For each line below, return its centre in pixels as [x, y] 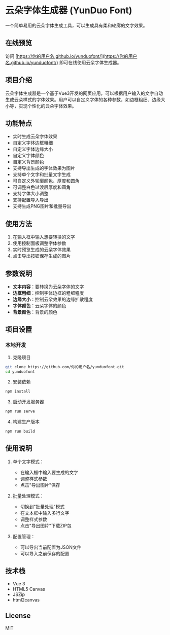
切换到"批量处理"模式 [42, 506]
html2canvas [26, 599]
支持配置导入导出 [30, 200]
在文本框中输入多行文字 [45, 513]
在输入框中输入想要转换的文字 [44, 237]
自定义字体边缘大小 [33, 149]
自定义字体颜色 [28, 156]
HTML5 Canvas [29, 589]
